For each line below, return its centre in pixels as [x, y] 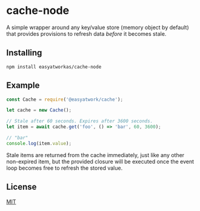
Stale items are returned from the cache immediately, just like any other [95, 155]
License [22, 187]
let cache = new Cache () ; [39, 110]
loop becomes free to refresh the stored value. [65, 168]
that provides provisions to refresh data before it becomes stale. [86, 33]
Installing [24, 53]
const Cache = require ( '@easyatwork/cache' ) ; [65, 99]
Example [23, 85]
